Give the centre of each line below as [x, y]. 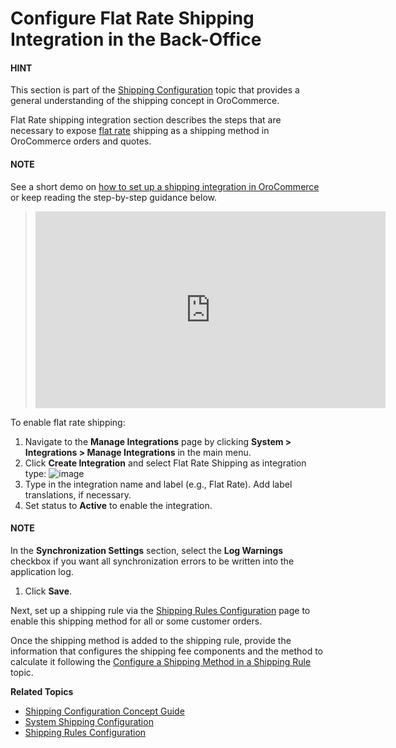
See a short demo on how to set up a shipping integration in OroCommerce [165, 186]
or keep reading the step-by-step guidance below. [114, 197]
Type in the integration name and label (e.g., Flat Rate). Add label [158, 484]
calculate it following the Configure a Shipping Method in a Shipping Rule [161, 661]
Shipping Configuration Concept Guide [104, 711]
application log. [42, 571]
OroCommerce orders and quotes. [81, 141]
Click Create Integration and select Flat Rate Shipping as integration [165, 463]
